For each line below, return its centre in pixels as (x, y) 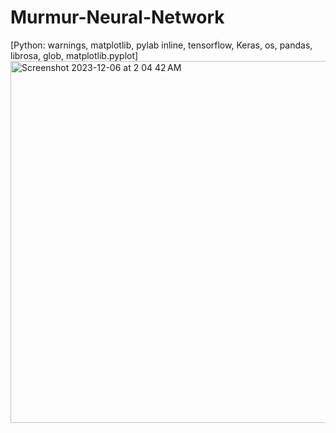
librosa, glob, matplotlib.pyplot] (74, 55)
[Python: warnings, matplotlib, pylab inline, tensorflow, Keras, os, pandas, (161, 45)
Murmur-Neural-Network (117, 17)
